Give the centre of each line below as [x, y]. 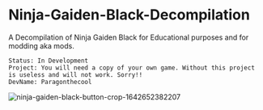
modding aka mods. [41, 45]
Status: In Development [49, 61]
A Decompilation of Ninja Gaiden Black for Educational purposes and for [129, 37]
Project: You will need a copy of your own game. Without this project [131, 68]
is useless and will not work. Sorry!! [76, 74]
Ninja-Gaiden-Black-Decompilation [129, 15]
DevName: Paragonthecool [50, 82]
